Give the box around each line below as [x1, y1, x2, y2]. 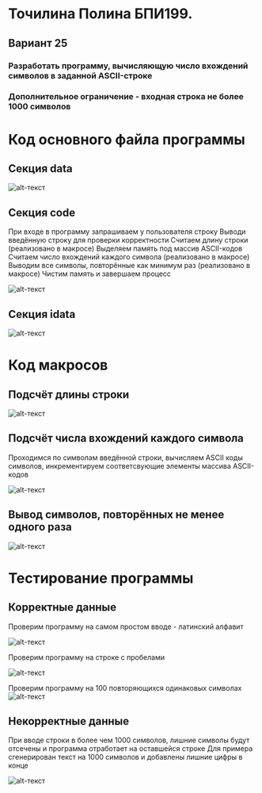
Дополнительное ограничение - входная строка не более [8, 91, 244, 102]
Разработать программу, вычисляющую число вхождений [8, 60, 249, 71]
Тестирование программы [8, 569, 194, 587]
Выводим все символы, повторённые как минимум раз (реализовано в [8, 261, 251, 270]
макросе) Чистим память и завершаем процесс [8, 269, 172, 278]
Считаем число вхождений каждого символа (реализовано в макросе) [8, 252, 250, 262]
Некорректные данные [8, 714, 130, 728]
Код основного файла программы [8, 130, 245, 148]
